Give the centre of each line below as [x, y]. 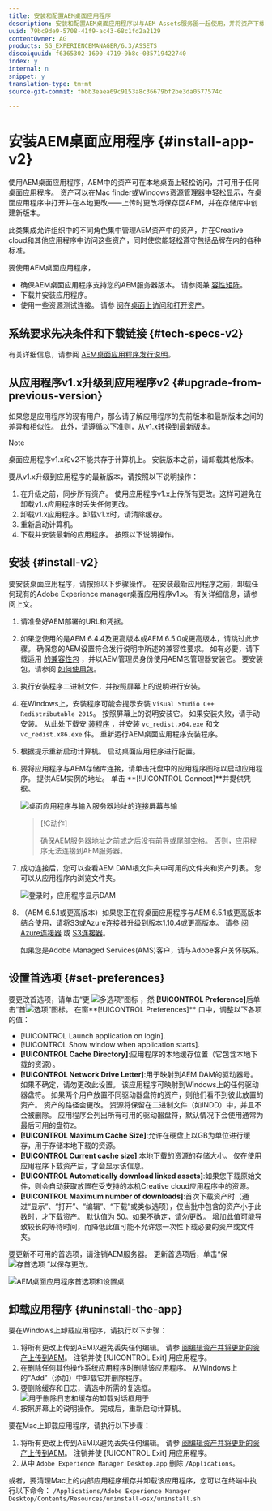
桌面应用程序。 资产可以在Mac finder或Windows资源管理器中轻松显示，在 [132, 192]
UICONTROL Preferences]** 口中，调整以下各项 [182, 1009]
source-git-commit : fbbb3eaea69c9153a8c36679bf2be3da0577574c [115, 91]
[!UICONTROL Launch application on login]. [93, 1035]
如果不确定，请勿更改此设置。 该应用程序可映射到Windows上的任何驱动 [139, 1084]
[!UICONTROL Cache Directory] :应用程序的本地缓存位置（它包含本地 [135, 1054]
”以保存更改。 [70, 1264]
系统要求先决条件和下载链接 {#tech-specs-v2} [126, 333]
